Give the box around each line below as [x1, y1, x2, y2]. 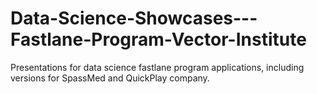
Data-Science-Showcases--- [10, 7, 258, 30]
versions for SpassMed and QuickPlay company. [10, 72, 210, 84]
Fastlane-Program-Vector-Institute [10, 28, 307, 51]
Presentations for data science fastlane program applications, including [10, 61, 305, 73]
